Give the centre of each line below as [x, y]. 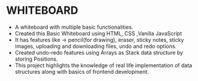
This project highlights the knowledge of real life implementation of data [103, 65]
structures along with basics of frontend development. [82, 71]
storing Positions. [36, 59]
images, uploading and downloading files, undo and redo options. [96, 46]
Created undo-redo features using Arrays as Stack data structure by [99, 52]
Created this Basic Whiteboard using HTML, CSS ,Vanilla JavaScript [98, 33]
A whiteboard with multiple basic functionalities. [74, 27]
